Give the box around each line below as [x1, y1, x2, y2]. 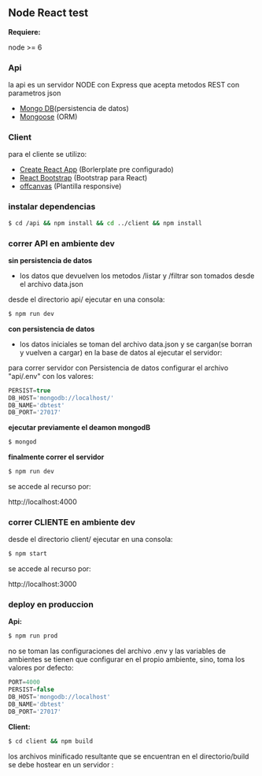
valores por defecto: [8, 663, 74, 673]
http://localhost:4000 [8, 497, 77, 507]
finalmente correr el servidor [8, 452, 105, 462]
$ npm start [8, 550, 47, 558]
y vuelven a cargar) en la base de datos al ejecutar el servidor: [19, 347, 223, 357]
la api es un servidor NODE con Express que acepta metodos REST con [8, 80, 240, 90]
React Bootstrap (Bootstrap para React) [19, 173, 148, 183]
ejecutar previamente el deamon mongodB [8, 423, 151, 433]
